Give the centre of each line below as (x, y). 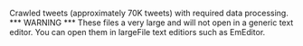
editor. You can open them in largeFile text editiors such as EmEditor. (137, 32)
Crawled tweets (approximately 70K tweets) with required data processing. (149, 13)
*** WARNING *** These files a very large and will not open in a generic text (151, 23)
